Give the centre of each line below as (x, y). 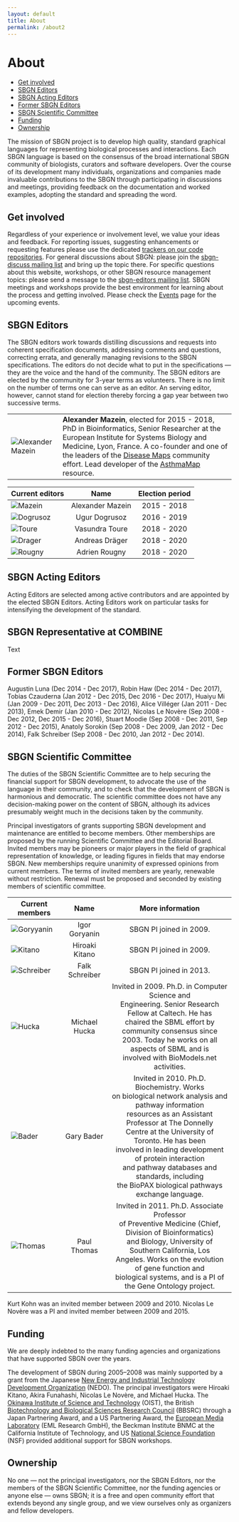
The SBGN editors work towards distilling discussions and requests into (112, 342)
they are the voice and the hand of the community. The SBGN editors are (114, 372)
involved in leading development (170, 1150)
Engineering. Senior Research (170, 1005)
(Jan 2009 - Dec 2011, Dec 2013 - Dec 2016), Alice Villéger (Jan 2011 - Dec (117, 704)
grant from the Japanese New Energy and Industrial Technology (101, 1380)
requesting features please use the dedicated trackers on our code (106, 250)
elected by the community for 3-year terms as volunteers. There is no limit (116, 380)
